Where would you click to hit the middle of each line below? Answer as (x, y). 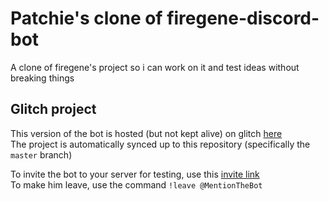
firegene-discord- (243, 18)
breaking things (42, 78)
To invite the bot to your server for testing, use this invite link (135, 174)
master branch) (41, 154)
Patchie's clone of (86, 18)
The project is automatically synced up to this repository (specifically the (160, 144)
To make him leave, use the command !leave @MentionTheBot (136, 184)
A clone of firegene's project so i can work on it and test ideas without (155, 67)
